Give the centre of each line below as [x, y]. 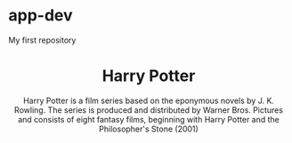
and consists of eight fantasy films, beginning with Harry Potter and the [149, 119]
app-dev [41, 16]
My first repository [42, 40]
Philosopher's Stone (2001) [149, 129]
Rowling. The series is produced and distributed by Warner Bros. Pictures [149, 110]
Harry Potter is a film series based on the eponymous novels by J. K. [149, 100]
